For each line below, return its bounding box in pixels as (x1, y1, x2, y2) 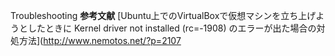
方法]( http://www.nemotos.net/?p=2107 (18, 35, 182, 46)
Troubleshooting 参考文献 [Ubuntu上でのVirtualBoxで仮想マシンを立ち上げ (10, 10, 317, 21)
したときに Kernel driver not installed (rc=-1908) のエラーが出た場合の (27, 22, 317, 34)
